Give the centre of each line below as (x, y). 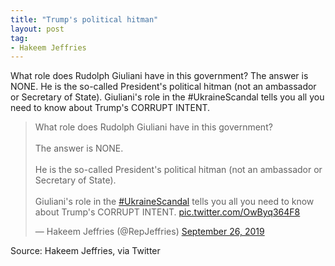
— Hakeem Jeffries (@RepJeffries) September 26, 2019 (149, 232)
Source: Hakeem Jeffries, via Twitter (85, 251)
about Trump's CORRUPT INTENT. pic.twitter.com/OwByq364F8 (167, 212)
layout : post (37, 29)
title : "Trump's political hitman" (84, 19)
